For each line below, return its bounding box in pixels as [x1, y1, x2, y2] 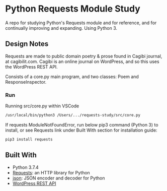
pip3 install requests [5, 137, 53, 142]
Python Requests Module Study [5, 3, 141, 15]
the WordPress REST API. [5, 63, 58, 70]
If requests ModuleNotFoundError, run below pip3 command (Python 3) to [5, 121, 158, 128]
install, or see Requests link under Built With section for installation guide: [5, 127, 157, 133]
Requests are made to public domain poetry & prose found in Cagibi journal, [5, 53, 162, 59]
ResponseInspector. [5, 79, 47, 85]
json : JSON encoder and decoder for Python [12, 175, 105, 181]
